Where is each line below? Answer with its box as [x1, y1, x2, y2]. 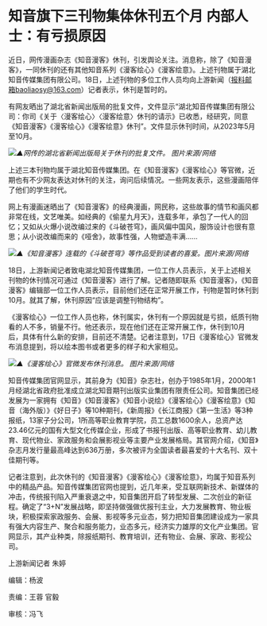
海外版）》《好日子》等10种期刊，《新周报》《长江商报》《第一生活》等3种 [21, 405, 253, 415]
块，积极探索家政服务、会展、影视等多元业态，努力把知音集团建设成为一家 [8, 512, 252, 521]
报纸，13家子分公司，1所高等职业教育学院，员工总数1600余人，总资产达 [8, 415, 244, 425]
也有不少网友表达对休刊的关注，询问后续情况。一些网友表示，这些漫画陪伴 [14, 175, 259, 184]
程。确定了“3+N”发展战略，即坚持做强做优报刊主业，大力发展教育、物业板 [8, 501, 252, 511]
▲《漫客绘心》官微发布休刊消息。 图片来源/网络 [16, 358, 175, 368]
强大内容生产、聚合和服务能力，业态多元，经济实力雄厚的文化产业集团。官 [14, 521, 259, 531]
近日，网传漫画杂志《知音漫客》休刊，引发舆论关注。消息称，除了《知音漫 [8, 55, 252, 64]
